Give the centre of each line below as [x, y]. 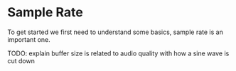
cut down [21, 60]
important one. [29, 39]
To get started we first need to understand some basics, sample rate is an [116, 32]
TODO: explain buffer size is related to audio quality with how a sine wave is [118, 53]
